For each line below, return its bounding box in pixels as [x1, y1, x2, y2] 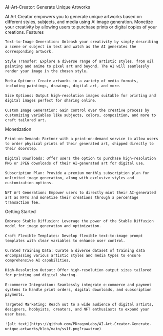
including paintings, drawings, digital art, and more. [5, 83, 121, 88]
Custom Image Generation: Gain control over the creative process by [5, 108, 150, 113]
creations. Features [5, 29, 44, 35]
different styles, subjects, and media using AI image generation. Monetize [5, 19, 153, 24]
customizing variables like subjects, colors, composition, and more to [5, 113, 156, 118]
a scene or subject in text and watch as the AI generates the [5, 44, 137, 49]
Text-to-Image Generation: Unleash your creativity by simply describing [5, 39, 159, 44]
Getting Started [5, 209, 36, 215]
